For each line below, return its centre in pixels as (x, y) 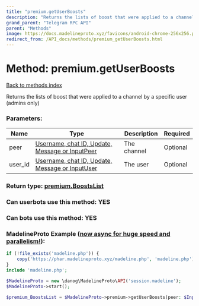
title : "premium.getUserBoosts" (46, 12)
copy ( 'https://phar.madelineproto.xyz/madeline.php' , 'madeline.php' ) (106, 259)
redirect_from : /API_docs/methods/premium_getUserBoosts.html (84, 39)
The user (137, 165)
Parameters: (24, 118)
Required (177, 134)
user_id (19, 165)
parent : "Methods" (29, 28)
